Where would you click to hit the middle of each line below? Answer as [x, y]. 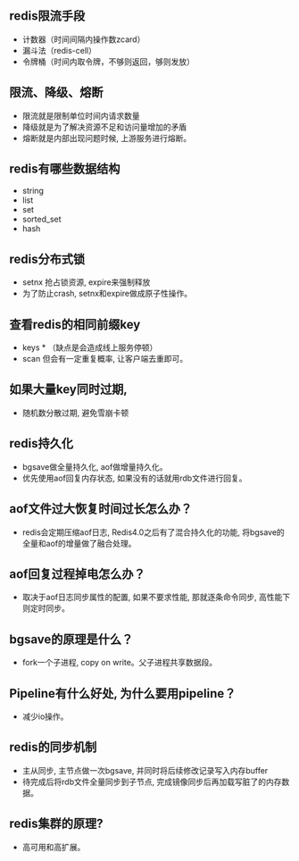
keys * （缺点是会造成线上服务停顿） [90, 347]
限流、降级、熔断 [56, 92]
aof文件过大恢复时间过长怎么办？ [101, 509]
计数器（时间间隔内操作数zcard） [83, 39]
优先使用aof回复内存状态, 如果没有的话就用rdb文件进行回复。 [134, 478]
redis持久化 [42, 443]
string [33, 191]
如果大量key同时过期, [68, 390]
